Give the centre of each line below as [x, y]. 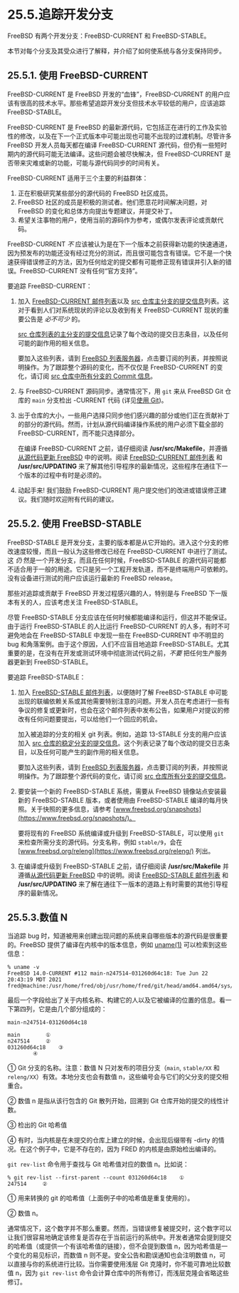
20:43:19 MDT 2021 [34, 980]
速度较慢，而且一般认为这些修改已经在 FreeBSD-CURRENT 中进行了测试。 [122, 551]
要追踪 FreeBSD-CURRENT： [50, 285]
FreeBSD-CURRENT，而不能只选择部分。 [78, 433]
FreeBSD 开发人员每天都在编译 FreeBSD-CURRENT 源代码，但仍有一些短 [114, 145]
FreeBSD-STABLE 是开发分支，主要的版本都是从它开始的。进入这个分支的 [115, 542]
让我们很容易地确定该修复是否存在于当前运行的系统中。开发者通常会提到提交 [119, 1237]
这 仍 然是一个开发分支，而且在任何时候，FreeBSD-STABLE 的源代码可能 [114, 560]
